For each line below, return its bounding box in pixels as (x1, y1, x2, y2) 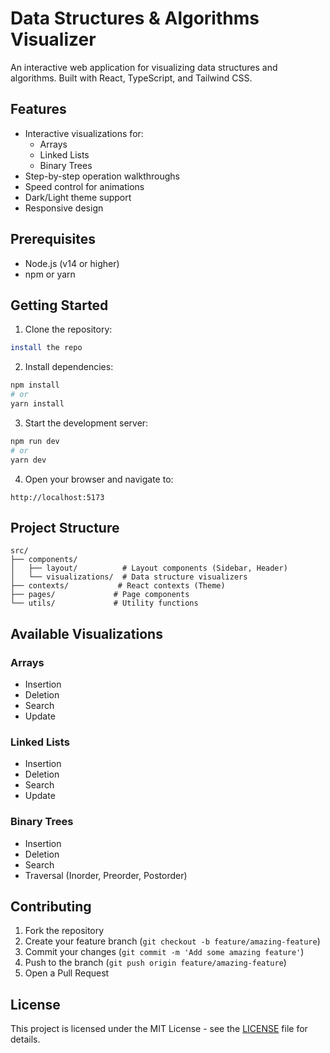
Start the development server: (24, 417, 149, 429)
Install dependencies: (24, 361, 114, 373)
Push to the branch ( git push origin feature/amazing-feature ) (24, 957, 287, 969)
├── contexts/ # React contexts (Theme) (10, 581, 226, 591)
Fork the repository (24, 925, 105, 937)
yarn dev (10, 455, 47, 465)
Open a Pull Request (24, 967, 110, 979)
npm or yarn (24, 268, 76, 280)
